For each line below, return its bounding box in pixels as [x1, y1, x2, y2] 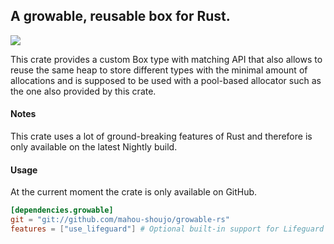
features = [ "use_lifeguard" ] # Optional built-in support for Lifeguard [10, 224, 325, 234]
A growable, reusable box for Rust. [10, 8, 231, 25]
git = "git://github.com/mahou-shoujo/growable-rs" [10, 215, 230, 225]
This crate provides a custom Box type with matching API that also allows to [10, 53, 323, 65]
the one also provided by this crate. [10, 85, 157, 97]
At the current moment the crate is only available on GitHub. [10, 186, 258, 198]
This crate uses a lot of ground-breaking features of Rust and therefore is [10, 130, 313, 143]
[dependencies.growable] [10, 205, 114, 216]
